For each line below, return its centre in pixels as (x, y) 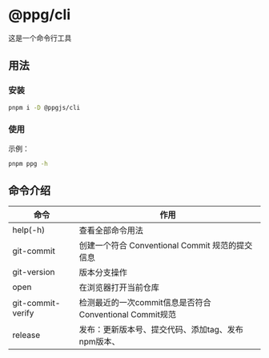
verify (23, 313)
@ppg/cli (39, 15)
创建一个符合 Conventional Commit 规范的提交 (166, 246)
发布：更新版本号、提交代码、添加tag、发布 (161, 330)
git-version (34, 272)
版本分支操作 (103, 272)
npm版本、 (99, 342)
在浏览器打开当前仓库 (119, 288)
